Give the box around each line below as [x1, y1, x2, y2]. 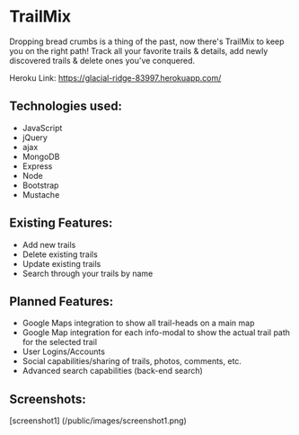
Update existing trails [22, 258, 101, 269]
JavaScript [22, 122, 63, 133]
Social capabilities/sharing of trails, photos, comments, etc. [22, 356, 242, 367]
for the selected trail [22, 337, 97, 348]
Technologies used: [9, 99, 123, 114]
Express [22, 160, 53, 172]
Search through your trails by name [22, 268, 154, 279]
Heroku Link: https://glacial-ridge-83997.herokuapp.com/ [9, 72, 222, 83]
